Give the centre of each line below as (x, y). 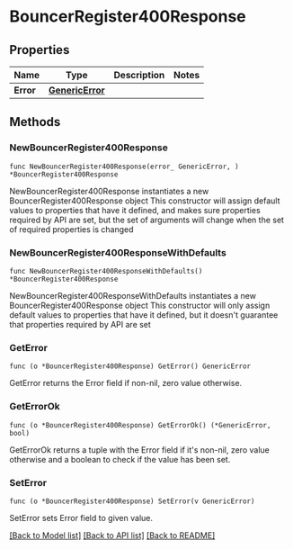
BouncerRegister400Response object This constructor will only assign (140, 305)
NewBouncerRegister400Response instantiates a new (109, 191)
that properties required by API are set (80, 324)
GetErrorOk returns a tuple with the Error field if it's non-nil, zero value (139, 450)
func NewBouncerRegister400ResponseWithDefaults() (106, 271)
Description (139, 75)
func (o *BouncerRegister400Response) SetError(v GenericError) (132, 501)
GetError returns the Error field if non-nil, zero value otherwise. (126, 383)
